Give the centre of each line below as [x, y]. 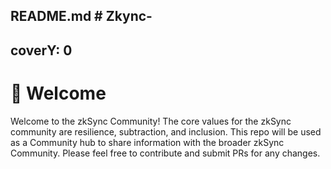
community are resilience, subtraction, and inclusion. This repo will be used [166, 131]
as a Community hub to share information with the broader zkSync [147, 142]
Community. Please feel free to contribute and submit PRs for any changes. [165, 153]
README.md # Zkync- [81, 16]
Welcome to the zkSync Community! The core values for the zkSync [151, 121]
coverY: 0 [41, 50]
